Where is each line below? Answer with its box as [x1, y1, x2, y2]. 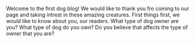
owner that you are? [6, 30, 55, 37]
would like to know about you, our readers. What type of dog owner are [6, 18, 179, 24]
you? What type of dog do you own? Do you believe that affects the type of [6, 24, 188, 31]
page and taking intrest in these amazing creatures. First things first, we [6, 11, 180, 18]
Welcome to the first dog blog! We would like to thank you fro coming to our [6, 5, 190, 12]
